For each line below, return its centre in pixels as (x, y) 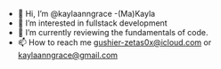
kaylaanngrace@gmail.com (68, 55)
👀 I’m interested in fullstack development (92, 23)
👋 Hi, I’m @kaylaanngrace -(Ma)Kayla (86, 14)
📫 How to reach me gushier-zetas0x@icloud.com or (115, 42)
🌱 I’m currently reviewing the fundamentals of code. (113, 32)
